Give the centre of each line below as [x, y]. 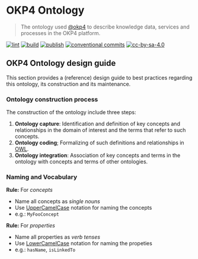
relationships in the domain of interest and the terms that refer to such [100, 130]
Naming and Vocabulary [42, 177]
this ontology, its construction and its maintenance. [68, 84]
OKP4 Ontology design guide [61, 63]
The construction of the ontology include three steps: [71, 112]
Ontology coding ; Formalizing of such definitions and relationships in [100, 143]
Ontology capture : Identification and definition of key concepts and [98, 124]
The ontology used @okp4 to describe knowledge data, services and [105, 27]
